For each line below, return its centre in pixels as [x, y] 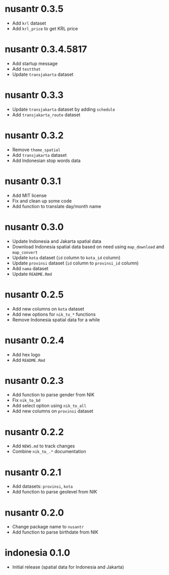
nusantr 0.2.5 [34, 294]
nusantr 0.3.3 [34, 95]
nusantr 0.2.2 [34, 432]
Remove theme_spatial [36, 150]
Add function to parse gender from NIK [53, 395]
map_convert [25, 252]
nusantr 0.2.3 [34, 381]
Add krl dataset [29, 23]
